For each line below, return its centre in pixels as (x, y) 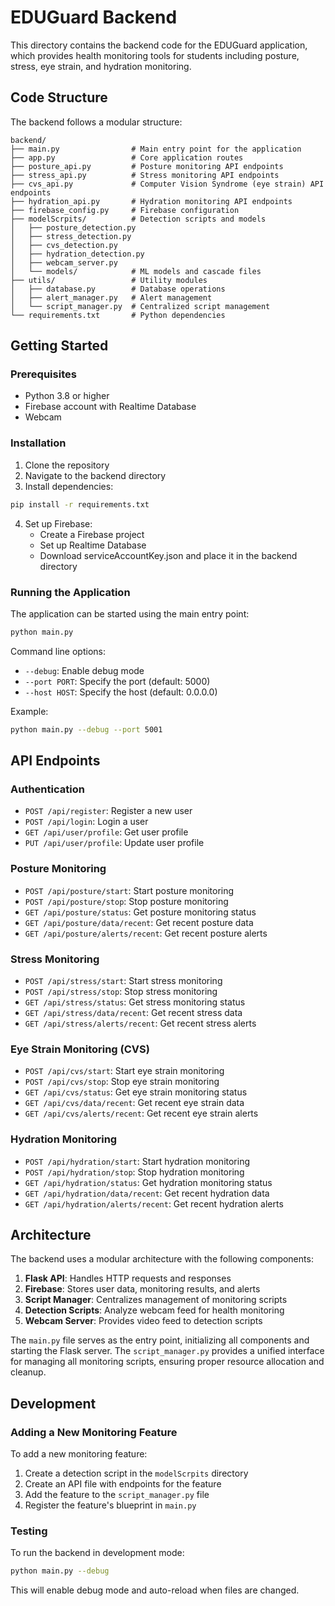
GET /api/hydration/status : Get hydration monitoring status (148, 1182)
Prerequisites (43, 374)
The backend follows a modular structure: (96, 122)
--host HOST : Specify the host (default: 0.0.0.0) (121, 692)
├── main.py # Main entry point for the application (156, 149)
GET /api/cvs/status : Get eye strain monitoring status (136, 1092)
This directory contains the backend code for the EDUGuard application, (159, 45)
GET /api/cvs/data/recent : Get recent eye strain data (134, 1103)
